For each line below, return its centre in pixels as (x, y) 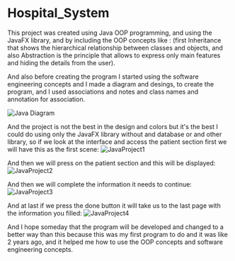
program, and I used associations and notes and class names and (103, 91)
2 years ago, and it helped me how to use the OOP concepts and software (115, 242)
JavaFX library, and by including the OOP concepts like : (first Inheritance (114, 40)
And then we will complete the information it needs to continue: (100, 184)
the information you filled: (45, 213)
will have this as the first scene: (53, 149)
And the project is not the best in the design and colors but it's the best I (113, 126)
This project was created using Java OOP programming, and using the (110, 33)
